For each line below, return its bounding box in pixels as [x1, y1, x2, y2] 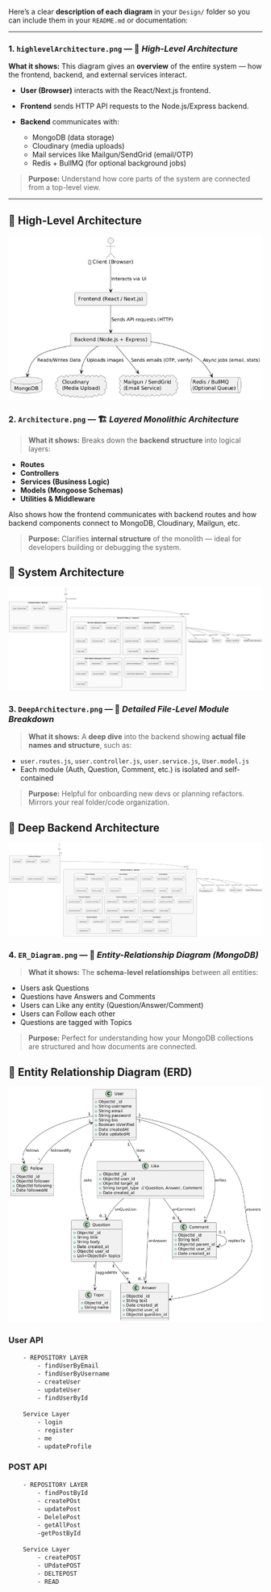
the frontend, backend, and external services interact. [8, 70, 187, 80]
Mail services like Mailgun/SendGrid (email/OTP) [31, 149, 194, 160]
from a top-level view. [27, 183, 101, 192]
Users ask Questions [19, 983, 90, 993]
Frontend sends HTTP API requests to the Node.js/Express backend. [19, 101, 249, 111]
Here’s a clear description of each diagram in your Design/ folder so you [8, 7, 250, 16]
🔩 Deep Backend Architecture [8, 821, 160, 834]
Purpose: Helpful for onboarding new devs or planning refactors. [27, 789, 244, 799]
